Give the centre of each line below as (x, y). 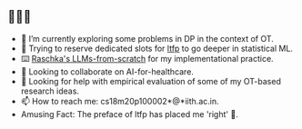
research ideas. (50, 91)
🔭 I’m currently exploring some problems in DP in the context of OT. (147, 38)
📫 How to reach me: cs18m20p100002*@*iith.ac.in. (120, 101)
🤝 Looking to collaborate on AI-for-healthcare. (107, 71)
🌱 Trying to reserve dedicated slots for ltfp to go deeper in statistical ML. (157, 48)
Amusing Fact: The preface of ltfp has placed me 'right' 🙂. (130, 114)
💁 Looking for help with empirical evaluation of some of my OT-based (151, 81)
